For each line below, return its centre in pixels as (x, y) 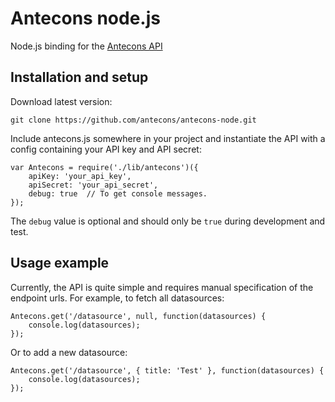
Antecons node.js (85, 18)
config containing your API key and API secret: (106, 149)
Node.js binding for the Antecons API (86, 46)
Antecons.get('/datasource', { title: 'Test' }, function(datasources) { (167, 370)
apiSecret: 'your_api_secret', (93, 185)
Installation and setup (79, 77)
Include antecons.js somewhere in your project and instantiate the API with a (168, 138)
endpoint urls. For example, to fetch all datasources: (117, 298)
